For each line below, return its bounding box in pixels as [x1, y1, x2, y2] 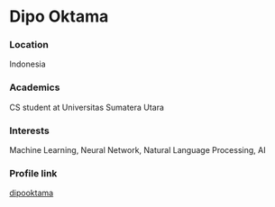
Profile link [9, 167, 58, 179]
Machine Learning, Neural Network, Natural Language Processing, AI [9, 145, 266, 156]
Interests [9, 124, 50, 137]
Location [9, 39, 50, 51]
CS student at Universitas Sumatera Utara [9, 102, 165, 112]
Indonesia [9, 58, 47, 69]
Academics [9, 81, 60, 94]
